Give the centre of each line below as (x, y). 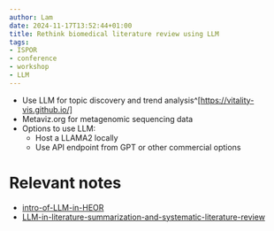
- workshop (29, 67)
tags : (19, 42)
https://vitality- (227, 100)
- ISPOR (23, 50)
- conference (33, 58)
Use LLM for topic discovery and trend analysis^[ (111, 100)
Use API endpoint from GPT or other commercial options (138, 147)
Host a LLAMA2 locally (76, 137)
